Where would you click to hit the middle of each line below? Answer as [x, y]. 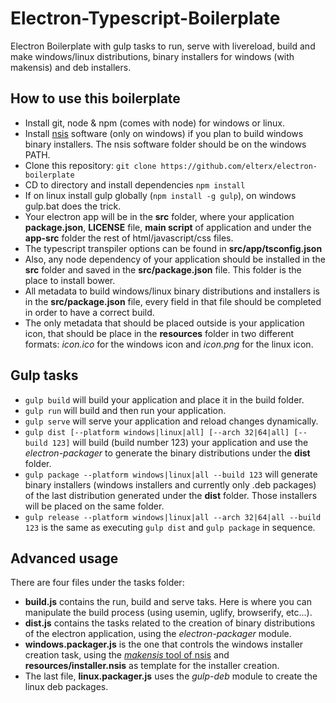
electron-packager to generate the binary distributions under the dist [167, 453]
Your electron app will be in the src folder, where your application [159, 216]
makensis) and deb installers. [71, 67]
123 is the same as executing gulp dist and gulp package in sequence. [170, 527]
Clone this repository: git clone [90, 165]
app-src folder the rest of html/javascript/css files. [129, 238]
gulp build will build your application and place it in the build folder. [164, 399]
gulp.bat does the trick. [73, 206]
